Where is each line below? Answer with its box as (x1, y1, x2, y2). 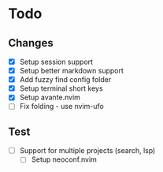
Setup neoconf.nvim (31, 155, 97, 164)
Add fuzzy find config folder (19, 75, 112, 84)
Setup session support (19, 57, 93, 66)
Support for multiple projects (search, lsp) (19, 146, 156, 155)
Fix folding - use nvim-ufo (19, 102, 104, 111)
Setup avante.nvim (19, 92, 81, 103)
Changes (8, 36, 54, 50)
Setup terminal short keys (19, 84, 104, 93)
